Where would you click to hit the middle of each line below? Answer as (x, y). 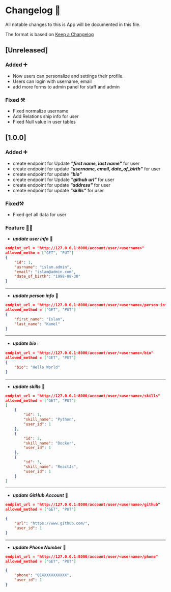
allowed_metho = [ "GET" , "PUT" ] (39, 253)
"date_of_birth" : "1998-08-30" (48, 277)
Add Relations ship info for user (46, 116)
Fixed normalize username (40, 111)
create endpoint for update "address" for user (62, 185)
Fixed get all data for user (39, 214)
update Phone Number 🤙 (39, 547)
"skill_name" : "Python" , (50, 420)
